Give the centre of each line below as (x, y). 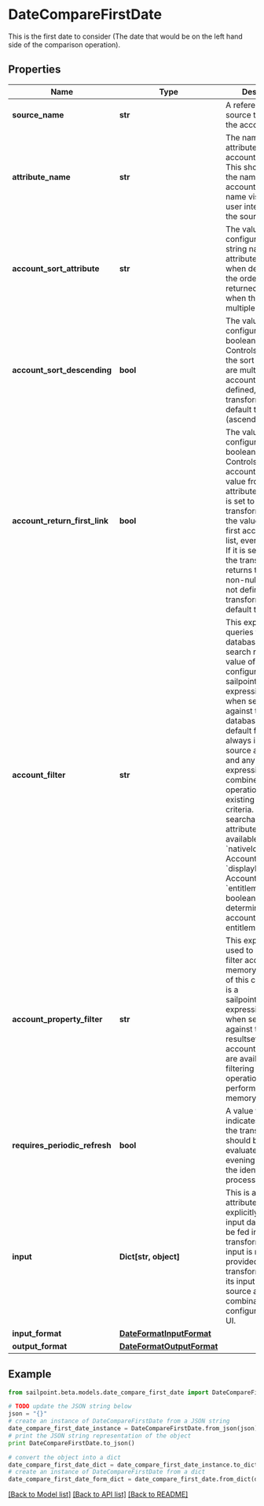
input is (239, 1251)
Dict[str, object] (150, 1256)
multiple (240, 307)
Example (30, 1374)
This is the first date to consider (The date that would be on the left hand (126, 36)
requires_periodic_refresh (62, 1145)
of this (237, 980)
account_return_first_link (60, 520)
